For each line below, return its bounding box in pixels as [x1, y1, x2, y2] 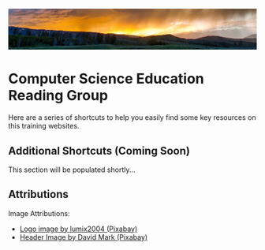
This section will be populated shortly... [8, 165, 136, 174]
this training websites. [8, 121, 80, 131]
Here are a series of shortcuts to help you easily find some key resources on [8, 113, 256, 122]
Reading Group [8, 87, 109, 105]
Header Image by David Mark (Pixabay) [19, 232, 148, 241]
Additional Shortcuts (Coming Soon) [8, 144, 191, 158]
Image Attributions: [8, 208, 70, 218]
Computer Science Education [8, 70, 205, 88]
